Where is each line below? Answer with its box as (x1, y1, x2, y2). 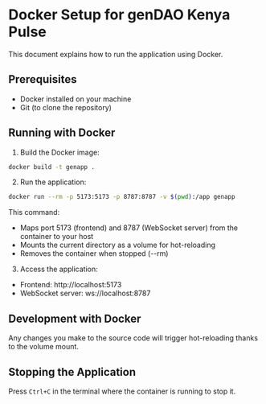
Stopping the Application (8, 365, 137, 379)
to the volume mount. (8, 342, 79, 352)
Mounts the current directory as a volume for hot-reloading (19, 240, 215, 250)
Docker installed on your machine (19, 94, 132, 104)
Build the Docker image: (19, 147, 100, 157)
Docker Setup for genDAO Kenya (8, 6, 231, 24)
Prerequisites (8, 72, 77, 86)
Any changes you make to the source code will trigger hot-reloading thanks (8, 333, 259, 343)
